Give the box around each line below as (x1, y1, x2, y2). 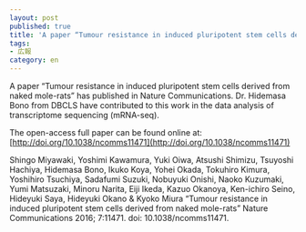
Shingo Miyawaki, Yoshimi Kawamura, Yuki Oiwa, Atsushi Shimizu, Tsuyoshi (9, 155, 294, 165)
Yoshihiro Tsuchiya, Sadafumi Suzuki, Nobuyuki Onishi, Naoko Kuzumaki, (9, 174, 284, 185)
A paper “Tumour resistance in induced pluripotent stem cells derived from (9, 81, 291, 91)
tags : (9, 38, 30, 48)
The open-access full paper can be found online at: (9, 127, 203, 137)
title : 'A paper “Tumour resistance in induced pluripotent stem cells (9, 30, 287, 39)
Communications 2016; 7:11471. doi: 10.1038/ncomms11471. (9, 213, 229, 223)
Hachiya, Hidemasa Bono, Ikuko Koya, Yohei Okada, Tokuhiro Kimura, (9, 165, 270, 175)
